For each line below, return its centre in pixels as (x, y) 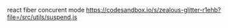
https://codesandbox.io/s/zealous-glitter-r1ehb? (153, 10)
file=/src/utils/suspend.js (42, 17)
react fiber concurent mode (46, 10)
